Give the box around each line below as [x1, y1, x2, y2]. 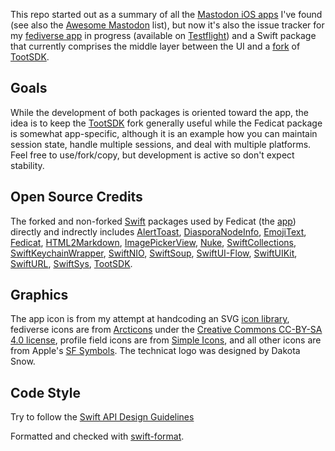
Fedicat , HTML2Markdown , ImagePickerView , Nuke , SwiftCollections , [10, 236, 297, 248]
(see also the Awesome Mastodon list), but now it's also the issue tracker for [10, 19, 325, 31]
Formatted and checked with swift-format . [10, 430, 185, 443]
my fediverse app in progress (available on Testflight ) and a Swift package [10, 30, 317, 41]
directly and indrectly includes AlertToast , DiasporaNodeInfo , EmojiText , [10, 225, 307, 238]
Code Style [10, 384, 81, 401]
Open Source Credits [10, 189, 143, 206]
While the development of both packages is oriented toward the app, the [10, 106, 310, 118]
